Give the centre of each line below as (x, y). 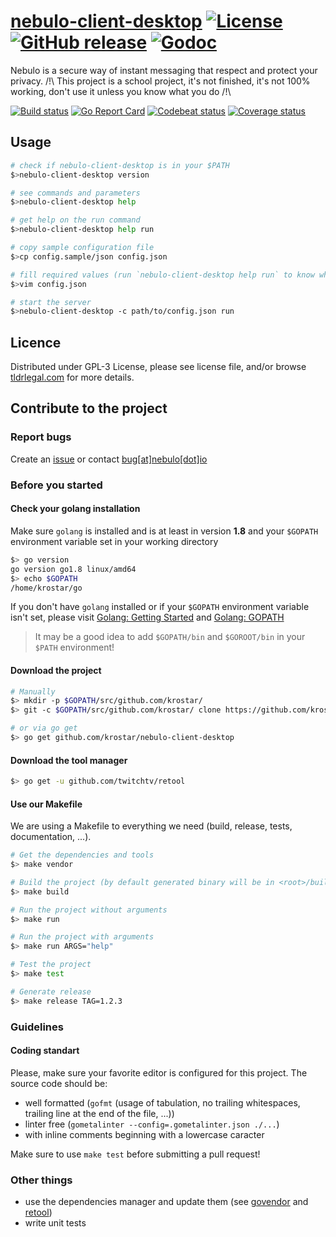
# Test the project (51, 965)
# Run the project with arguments (82, 937)
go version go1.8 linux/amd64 (73, 569)
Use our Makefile (46, 804)
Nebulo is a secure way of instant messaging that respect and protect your (164, 70)
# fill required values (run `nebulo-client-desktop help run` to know (162, 275)
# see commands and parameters (75, 193)
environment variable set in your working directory (114, 541)
